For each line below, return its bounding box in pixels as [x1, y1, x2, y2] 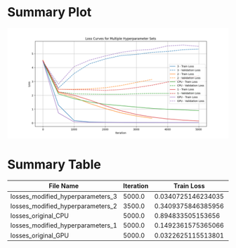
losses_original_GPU [10, 231, 69, 240]
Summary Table [7, 157, 102, 173]
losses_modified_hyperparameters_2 [10, 202, 117, 210]
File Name [48, 182, 79, 190]
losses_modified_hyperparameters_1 [10, 221, 117, 230]
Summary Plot [7, 4, 92, 20]
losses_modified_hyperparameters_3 [10, 192, 117, 200]
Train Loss [173, 182, 205, 190]
